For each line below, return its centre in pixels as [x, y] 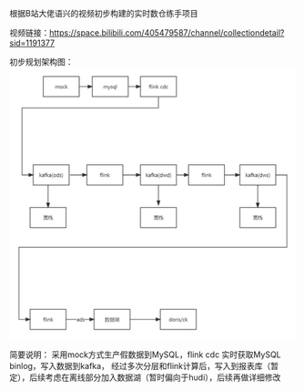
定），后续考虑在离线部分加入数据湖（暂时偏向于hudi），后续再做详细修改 [145, 377]
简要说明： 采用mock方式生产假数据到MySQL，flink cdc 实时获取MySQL [146, 355]
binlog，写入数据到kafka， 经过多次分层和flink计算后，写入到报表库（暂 [144, 365]
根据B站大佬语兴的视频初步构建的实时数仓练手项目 [104, 13]
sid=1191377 [32, 43]
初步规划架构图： [41, 62]
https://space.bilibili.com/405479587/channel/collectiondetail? [167, 33]
